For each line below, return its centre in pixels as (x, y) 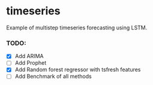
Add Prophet (31, 63)
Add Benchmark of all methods (53, 77)
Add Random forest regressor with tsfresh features (78, 69)
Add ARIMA (29, 56)
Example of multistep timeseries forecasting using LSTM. (77, 28)
